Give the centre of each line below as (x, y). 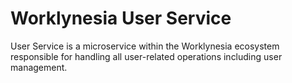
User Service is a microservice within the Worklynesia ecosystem (145, 46)
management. (39, 67)
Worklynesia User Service (121, 18)
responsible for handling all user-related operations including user (146, 56)
